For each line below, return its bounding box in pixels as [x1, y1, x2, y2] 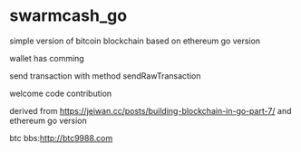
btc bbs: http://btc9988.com [9, 132, 113, 143]
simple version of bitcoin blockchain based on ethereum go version [9, 35, 261, 46]
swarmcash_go [9, 5, 128, 26]
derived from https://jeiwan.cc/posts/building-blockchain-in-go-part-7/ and [9, 105, 292, 116]
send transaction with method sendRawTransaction [9, 70, 201, 81]
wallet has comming [9, 52, 84, 63]
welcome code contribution [9, 88, 112, 99]
